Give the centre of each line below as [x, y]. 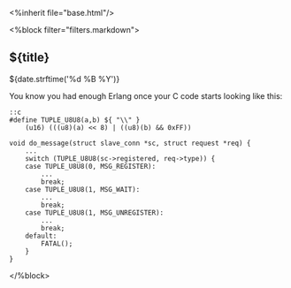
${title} [30, 58]
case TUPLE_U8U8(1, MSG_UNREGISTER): [95, 212]
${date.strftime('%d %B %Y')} [65, 79]
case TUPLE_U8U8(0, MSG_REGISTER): [91, 166]
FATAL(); [57, 243]
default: [41, 236]
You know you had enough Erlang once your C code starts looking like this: [146, 95]
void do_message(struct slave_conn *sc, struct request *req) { [130, 143]
